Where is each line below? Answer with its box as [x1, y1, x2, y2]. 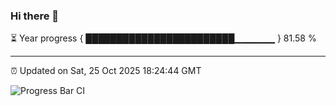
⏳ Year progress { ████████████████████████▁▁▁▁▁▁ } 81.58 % [10, 32, 317, 44]
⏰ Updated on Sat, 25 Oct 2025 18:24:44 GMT [10, 65, 202, 77]
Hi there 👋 [10, 9, 60, 23]
